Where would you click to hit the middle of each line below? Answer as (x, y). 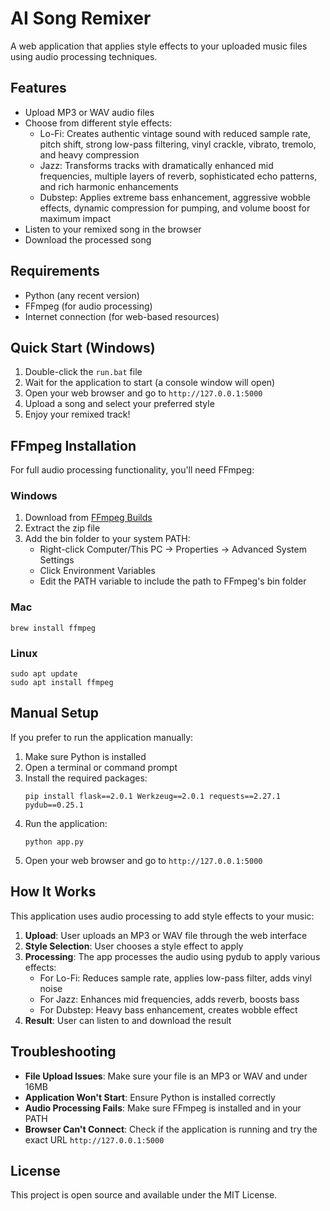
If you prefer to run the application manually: (102, 737)
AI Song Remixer (81, 18)
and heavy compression (89, 154)
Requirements (55, 271)
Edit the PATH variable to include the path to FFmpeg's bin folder (173, 581)
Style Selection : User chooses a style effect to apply (134, 946)
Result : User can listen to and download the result (128, 1020)
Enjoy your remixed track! (77, 414)
